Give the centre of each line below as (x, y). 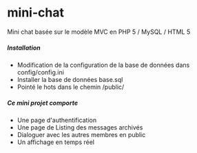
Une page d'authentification (57, 120)
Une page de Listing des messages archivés (80, 127)
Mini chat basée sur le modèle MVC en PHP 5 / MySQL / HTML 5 (99, 32)
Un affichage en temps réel (56, 142)
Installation (24, 48)
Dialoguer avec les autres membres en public (81, 134)
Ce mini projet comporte (42, 103)
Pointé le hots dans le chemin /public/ (71, 87)
